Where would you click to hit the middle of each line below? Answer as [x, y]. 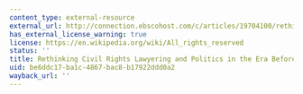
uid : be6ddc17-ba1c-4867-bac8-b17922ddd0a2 [92, 68]
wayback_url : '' [40, 76]
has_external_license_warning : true [78, 34]
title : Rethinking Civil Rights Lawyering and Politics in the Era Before [153, 59]
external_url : [36, 26]
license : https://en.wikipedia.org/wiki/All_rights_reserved [127, 43]
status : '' [30, 51]
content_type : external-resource [72, 17]
